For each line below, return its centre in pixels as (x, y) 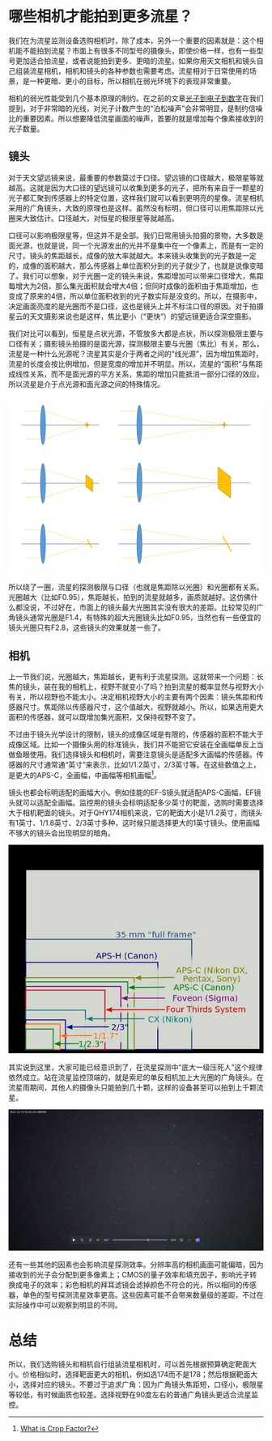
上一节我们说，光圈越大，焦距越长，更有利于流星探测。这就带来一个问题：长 (136, 676)
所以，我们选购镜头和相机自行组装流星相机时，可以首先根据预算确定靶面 (129, 1364)
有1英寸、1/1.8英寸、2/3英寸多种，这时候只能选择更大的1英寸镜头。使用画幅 (134, 823)
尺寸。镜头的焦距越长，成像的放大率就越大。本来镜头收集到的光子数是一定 (132, 255)
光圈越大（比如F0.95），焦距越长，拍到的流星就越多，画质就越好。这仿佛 (130, 597)
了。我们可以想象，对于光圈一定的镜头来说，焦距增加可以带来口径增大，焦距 (136, 275)
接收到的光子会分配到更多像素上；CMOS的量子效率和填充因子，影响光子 (129, 1274)
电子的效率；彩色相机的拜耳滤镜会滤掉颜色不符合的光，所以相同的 (132, 1285)
